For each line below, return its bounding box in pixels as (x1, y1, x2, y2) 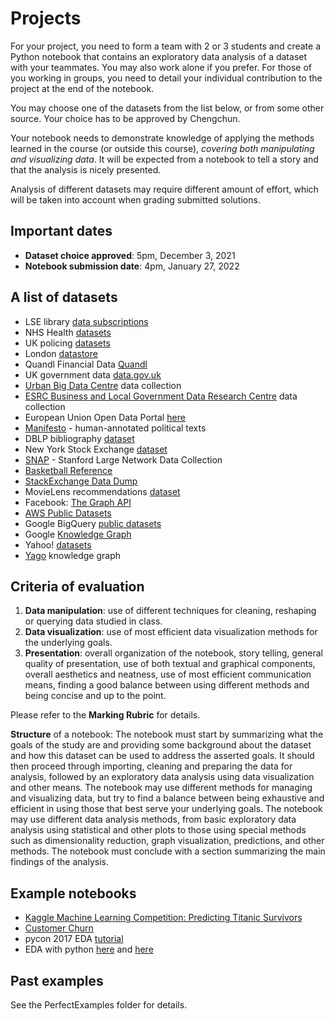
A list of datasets (10, 289, 118, 306)
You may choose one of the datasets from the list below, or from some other (10, 102, 325, 114)
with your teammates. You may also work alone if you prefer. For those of (10, 61, 312, 73)
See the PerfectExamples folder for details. (10, 999, 188, 1011)
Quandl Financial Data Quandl (24, 358, 148, 370)
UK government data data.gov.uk (24, 368, 162, 381)
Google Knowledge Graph (24, 528, 132, 540)
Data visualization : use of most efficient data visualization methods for (24, 626, 318, 638)
